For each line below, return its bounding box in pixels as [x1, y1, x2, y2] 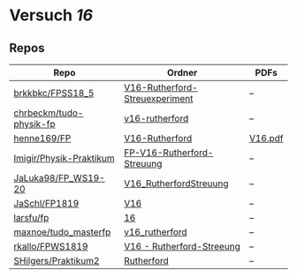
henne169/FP [13, 132, 72, 144]
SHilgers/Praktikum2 [13, 255, 100, 267]
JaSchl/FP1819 [13, 198, 80, 209]
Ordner [166, 67, 198, 79]
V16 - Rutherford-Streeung [123, 240, 241, 252]
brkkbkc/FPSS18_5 [13, 87, 95, 99]
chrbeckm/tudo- [13, 107, 84, 119]
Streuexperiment [123, 93, 194, 104]
